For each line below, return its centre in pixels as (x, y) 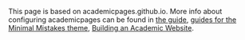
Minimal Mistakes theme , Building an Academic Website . (101, 28)
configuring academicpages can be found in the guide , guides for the (122, 20)
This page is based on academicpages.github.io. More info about (115, 11)
